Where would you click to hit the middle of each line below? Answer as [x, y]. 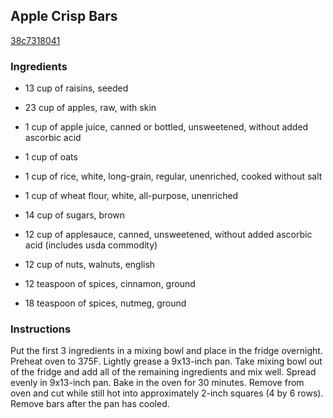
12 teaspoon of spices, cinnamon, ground [110, 284]
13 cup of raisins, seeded [76, 88]
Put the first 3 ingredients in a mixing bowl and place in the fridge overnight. [166, 351]
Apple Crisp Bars [64, 16]
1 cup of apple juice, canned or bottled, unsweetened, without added [166, 127]
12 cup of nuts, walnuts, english [90, 265]
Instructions [41, 329]
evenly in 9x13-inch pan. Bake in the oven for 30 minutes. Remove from [157, 383]
